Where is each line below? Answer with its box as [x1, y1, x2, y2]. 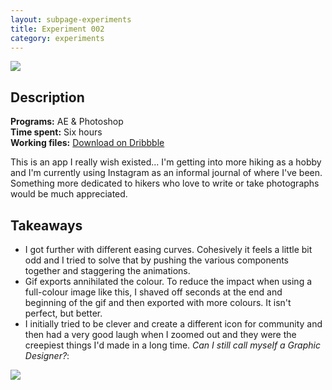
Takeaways [10, 217, 83, 234]
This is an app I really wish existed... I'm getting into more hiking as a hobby [10, 156, 322, 168]
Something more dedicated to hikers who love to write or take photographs [10, 177, 320, 190]
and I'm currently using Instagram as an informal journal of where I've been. [10, 167, 323, 179]
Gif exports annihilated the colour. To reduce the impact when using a [24, 276, 313, 287]
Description [10, 89, 85, 106]
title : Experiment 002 [10, 24, 105, 34]
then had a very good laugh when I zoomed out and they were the [24, 329, 297, 340]
